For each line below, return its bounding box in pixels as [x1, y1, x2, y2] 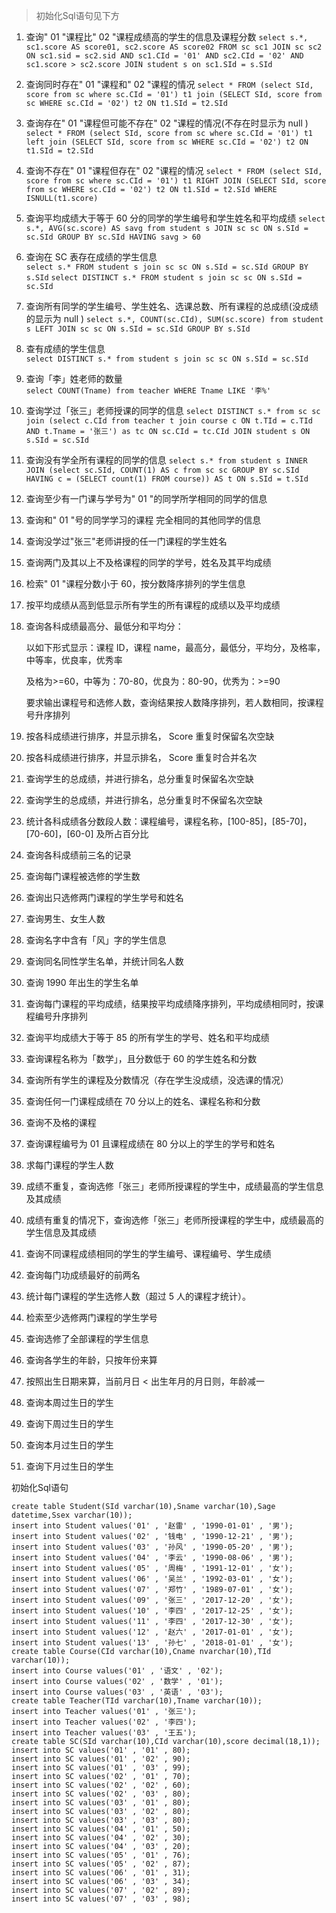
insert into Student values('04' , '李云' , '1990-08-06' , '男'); [11, 1553, 294, 1563]
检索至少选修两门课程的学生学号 [25, 1312, 158, 1323]
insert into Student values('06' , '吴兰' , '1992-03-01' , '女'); [11, 1574, 294, 1584]
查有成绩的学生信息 [25, 343, 106, 354]
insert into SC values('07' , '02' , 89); [11, 1885, 191, 1895]
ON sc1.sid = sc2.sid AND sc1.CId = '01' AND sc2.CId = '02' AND [25, 51, 304, 61]
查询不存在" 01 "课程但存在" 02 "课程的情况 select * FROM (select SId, [25, 165, 323, 176]
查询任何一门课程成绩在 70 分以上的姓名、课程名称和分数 [25, 1095, 261, 1107]
